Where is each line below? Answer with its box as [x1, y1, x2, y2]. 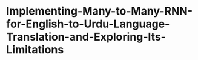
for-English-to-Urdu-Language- [6, 17, 170, 31]
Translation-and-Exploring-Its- [6, 30, 167, 44]
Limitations [6, 43, 64, 57]
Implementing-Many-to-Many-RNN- [6, 4, 193, 18]
